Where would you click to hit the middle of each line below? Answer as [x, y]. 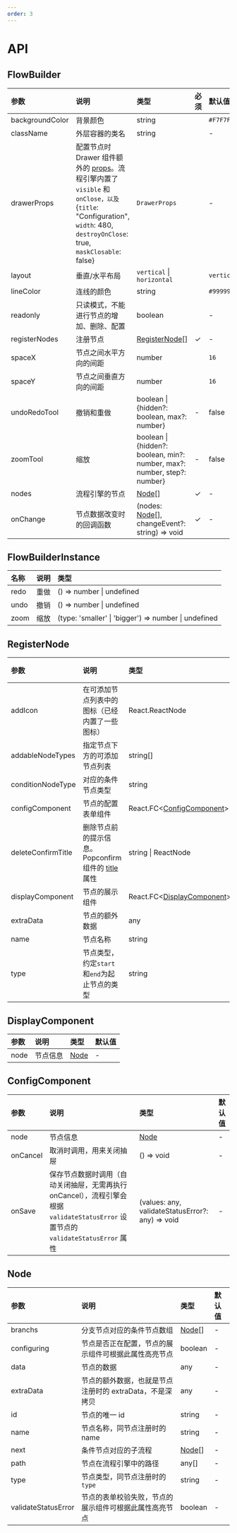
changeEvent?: [161, 523]
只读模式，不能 [101, 304]
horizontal [155, 279]
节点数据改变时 [101, 514]
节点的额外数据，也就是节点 [127, 1380]
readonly [26, 315]
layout [21, 275]
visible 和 [93, 189]
